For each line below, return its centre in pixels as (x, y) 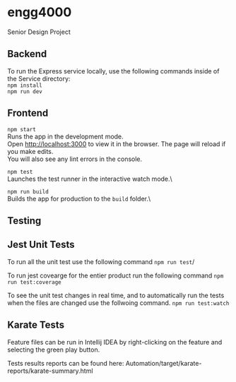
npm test (20, 172)
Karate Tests (36, 325)
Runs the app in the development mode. (65, 136)
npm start (22, 129)
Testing (24, 221)
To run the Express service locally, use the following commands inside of (113, 71)
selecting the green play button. (54, 350)
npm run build (28, 191)
